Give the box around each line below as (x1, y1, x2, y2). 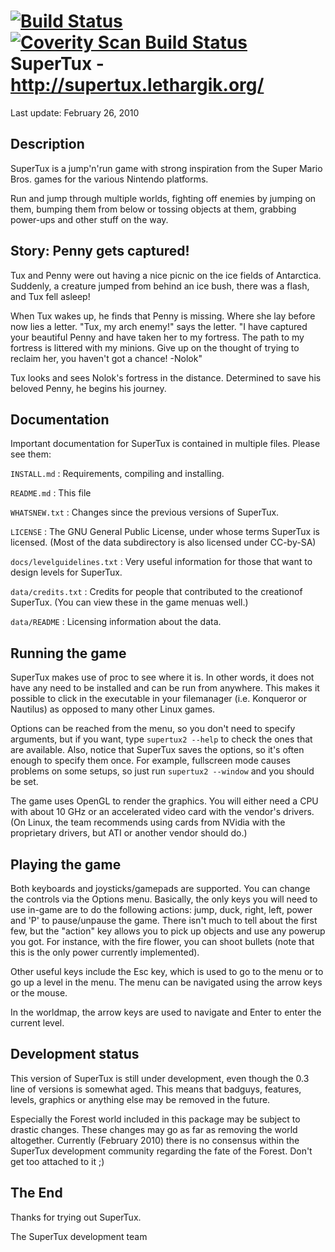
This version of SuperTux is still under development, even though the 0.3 (10, 1072, 310, 1084)
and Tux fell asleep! (10, 290, 91, 302)
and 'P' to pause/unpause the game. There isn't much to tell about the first (10, 915, 318, 926)
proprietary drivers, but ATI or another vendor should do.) (10, 827, 248, 839)
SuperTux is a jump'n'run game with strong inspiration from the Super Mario (10, 162, 323, 174)
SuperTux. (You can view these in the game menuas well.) (10, 596, 249, 609)
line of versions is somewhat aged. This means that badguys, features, (10, 1083, 302, 1095)
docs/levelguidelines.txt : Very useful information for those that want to (10, 556, 313, 568)
